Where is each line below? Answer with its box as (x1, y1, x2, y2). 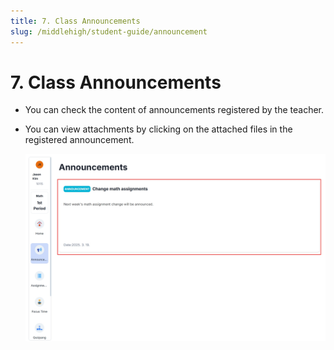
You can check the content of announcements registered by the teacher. (24, 104, 325, 116)
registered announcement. (24, 134, 135, 146)
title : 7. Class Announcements (10, 16, 141, 26)
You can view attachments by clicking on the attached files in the (24, 123, 293, 135)
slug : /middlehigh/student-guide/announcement (10, 26, 208, 37)
